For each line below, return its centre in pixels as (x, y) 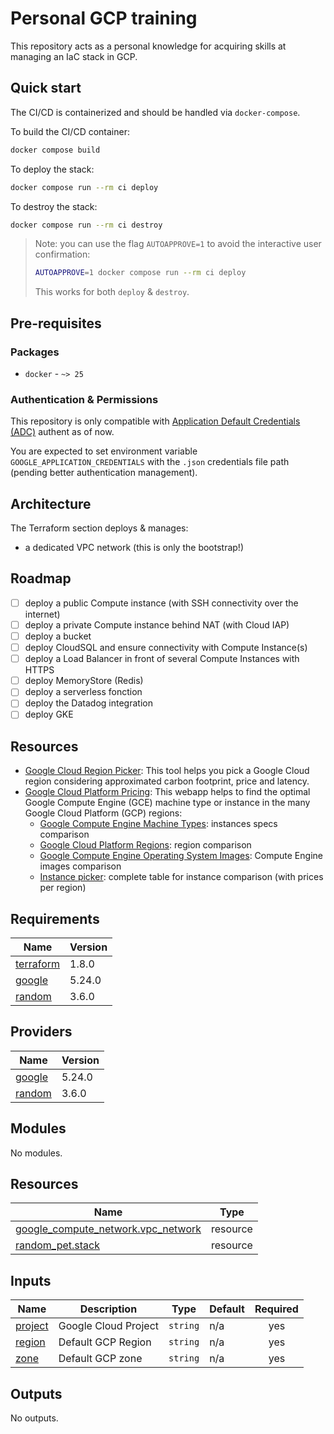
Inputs (31, 1280)
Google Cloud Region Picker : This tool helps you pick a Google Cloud (167, 771)
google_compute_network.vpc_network (108, 1229)
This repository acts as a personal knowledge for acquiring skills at (148, 46)
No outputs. (34, 1418)
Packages (35, 352)
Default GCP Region (105, 1342)
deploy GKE (49, 714)
